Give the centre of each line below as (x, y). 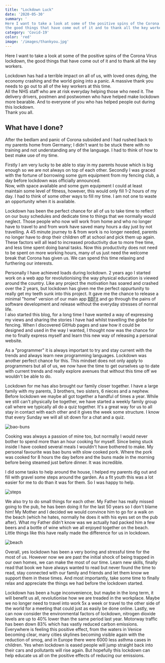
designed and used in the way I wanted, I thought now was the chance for (80, 330)
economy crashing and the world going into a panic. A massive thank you (79, 81)
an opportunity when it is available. (41, 201)
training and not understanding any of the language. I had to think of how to (82, 150)
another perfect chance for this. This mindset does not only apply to (74, 361)
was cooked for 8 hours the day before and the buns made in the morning (80, 457)
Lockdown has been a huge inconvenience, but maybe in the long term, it (79, 593)
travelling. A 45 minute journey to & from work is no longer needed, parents (81, 232)
